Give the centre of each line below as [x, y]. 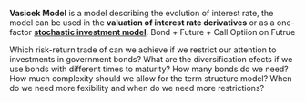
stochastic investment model [90, 32]
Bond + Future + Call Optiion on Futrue [223, 32]
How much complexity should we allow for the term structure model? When [151, 79]
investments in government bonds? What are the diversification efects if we [151, 59]
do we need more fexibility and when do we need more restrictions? [137, 88]
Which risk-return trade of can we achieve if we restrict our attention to [143, 50]
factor [20, 32]
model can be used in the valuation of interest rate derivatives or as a [142, 23]
